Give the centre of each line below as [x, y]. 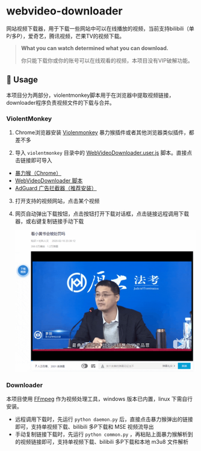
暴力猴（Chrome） [38, 173]
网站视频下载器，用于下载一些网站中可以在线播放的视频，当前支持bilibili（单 [100, 28]
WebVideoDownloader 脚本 [49, 181]
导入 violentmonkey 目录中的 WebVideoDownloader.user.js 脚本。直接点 [104, 153]
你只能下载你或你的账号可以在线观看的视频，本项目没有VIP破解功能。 [107, 60]
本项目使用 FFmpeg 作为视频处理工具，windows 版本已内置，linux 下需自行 [100, 399]
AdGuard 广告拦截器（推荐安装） [56, 188]
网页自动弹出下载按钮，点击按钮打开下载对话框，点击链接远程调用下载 [102, 214]
